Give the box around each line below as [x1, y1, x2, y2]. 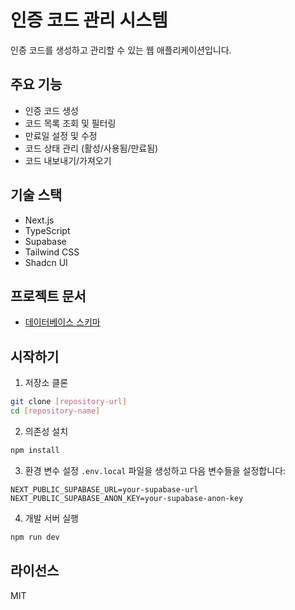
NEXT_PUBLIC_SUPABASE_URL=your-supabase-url [10, 484, 199, 495]
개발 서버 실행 [24, 512, 79, 524]
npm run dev [10, 532, 60, 542]
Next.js [24, 214, 55, 226]
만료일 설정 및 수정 [24, 129, 98, 141]
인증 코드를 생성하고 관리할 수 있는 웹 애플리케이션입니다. [10, 44, 232, 56]
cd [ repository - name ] [10, 406, 101, 416]
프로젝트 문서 [10, 287, 87, 305]
